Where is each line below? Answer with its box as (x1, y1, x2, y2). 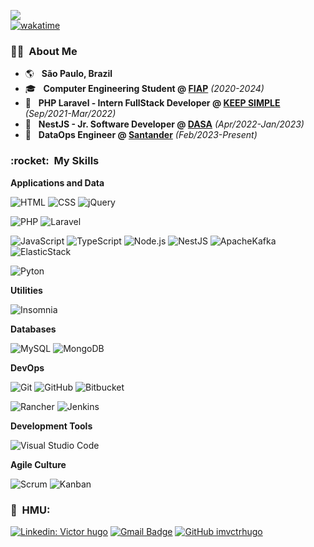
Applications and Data (10, 176, 105, 189)
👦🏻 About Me (10, 44, 78, 58)
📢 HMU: (10, 503, 51, 517)
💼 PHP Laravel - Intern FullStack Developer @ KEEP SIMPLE (24, 97, 281, 109)
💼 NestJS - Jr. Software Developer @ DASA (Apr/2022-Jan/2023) (24, 118, 305, 130)
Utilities (10, 284, 43, 296)
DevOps (10, 361, 45, 374)
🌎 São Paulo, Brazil (24, 68, 113, 80)
